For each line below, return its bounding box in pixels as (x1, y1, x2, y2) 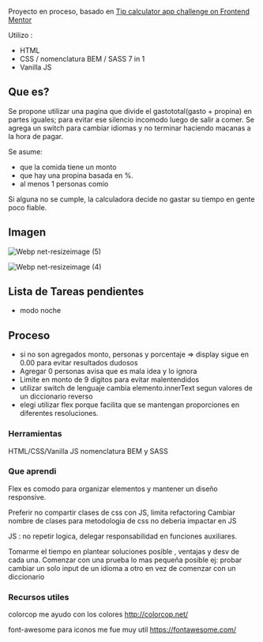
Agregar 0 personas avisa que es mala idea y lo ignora (19, 367, 197, 376)
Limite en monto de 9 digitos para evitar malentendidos (19, 375, 200, 384)
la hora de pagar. (8, 131, 64, 141)
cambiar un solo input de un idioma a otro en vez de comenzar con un (8, 563, 236, 572)
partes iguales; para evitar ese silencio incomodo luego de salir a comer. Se (8, 115, 255, 124)
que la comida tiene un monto (19, 162, 117, 172)
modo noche (19, 306, 62, 315)
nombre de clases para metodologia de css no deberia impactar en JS (8, 515, 237, 525)
